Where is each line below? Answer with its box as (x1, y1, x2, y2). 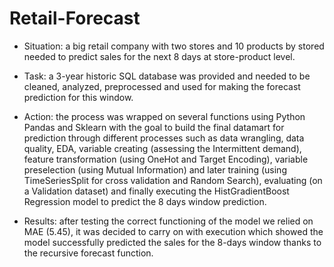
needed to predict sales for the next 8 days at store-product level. (23, 50, 296, 62)
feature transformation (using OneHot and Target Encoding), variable (23, 153, 309, 165)
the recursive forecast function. (23, 247, 154, 259)
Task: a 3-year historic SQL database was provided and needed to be (23, 70, 311, 82)
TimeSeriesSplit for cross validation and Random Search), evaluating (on (23, 174, 323, 186)
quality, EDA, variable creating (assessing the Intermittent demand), (23, 142, 302, 154)
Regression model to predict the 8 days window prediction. (23, 195, 267, 207)
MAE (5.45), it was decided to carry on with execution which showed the (23, 225, 324, 237)
